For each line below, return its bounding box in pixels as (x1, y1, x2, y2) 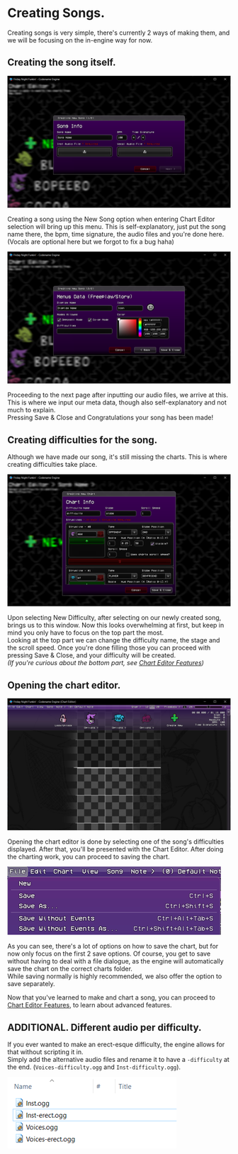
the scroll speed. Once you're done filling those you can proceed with (7, 643, 211, 652)
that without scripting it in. (7, 1048, 84, 1056)
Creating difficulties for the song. (7, 434, 158, 446)
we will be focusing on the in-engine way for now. (7, 35, 153, 44)
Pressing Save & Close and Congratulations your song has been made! (7, 413, 214, 422)
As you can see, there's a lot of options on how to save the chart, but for (7, 942, 219, 951)
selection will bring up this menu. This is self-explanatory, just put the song (7, 222, 227, 231)
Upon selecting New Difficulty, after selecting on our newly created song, (7, 613, 222, 622)
